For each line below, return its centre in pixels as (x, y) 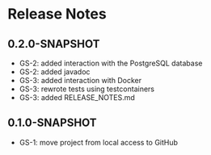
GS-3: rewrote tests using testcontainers (87, 89)
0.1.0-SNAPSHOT (53, 123)
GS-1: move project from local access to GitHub (99, 142)
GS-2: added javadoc (55, 72)
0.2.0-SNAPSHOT (54, 44)
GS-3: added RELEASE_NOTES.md (77, 97)
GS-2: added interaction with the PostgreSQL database (111, 63)
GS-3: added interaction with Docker (80, 80)
